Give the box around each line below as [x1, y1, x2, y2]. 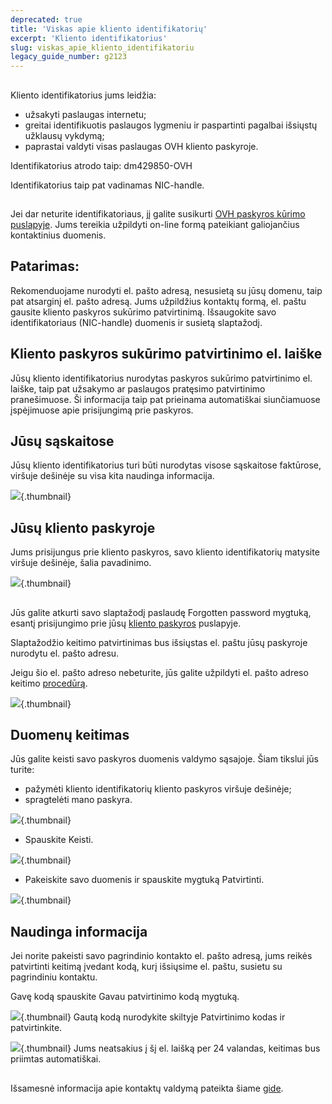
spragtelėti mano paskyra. [24, 794, 133, 806]
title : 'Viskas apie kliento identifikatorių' [10, 24, 208, 34]
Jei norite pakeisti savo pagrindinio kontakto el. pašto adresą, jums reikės [10, 950, 313, 962]
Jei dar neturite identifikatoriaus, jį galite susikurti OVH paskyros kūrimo [10, 207, 306, 220]
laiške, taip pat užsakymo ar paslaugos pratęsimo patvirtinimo [10, 382, 266, 395]
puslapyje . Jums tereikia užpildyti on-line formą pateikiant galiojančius [10, 218, 300, 230]
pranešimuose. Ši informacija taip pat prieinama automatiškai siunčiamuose [10, 393, 321, 405]
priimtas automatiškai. [10, 1053, 102, 1065]
